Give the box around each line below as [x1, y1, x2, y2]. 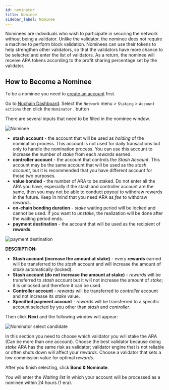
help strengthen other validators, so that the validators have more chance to [5, 46, 163, 53]
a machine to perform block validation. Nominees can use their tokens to [5, 41, 156, 47]
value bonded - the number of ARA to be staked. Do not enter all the [12, 178, 155, 184]
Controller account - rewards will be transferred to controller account [12, 288, 158, 294]
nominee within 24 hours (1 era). [5, 379, 73, 386]
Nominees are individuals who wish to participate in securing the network [5, 31, 158, 37]
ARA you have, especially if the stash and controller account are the [12, 184, 154, 190]
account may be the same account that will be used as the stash [12, 162, 147, 168]
